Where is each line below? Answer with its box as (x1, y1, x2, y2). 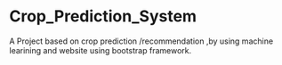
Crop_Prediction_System (9, 6, 197, 27)
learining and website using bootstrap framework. (9, 45, 192, 55)
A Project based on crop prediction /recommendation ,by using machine (9, 36, 274, 46)
